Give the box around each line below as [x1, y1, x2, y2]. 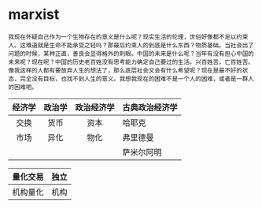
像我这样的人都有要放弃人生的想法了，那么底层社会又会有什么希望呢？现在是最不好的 [8, 66, 242, 74]
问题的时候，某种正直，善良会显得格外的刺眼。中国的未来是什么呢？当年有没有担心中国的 [8, 50, 254, 58]
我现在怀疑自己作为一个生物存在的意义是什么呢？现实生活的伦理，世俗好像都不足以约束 [8, 33, 249, 41]
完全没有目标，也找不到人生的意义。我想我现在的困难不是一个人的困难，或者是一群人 [19, 75, 254, 83]
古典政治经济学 [122, 102, 179, 113]
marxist [8, 6, 60, 24]
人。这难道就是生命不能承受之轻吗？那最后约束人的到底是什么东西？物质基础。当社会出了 [8, 41, 254, 49]
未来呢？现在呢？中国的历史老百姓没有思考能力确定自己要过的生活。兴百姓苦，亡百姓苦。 [8, 58, 254, 66]
